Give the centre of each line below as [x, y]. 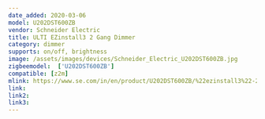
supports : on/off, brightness [58, 52]
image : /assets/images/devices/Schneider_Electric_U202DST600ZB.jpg [123, 59]
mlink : [19, 81]
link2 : [19, 96]
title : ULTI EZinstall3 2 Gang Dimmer [72, 37]
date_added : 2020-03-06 [47, 15]
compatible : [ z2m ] [38, 74]
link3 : [19, 103]
